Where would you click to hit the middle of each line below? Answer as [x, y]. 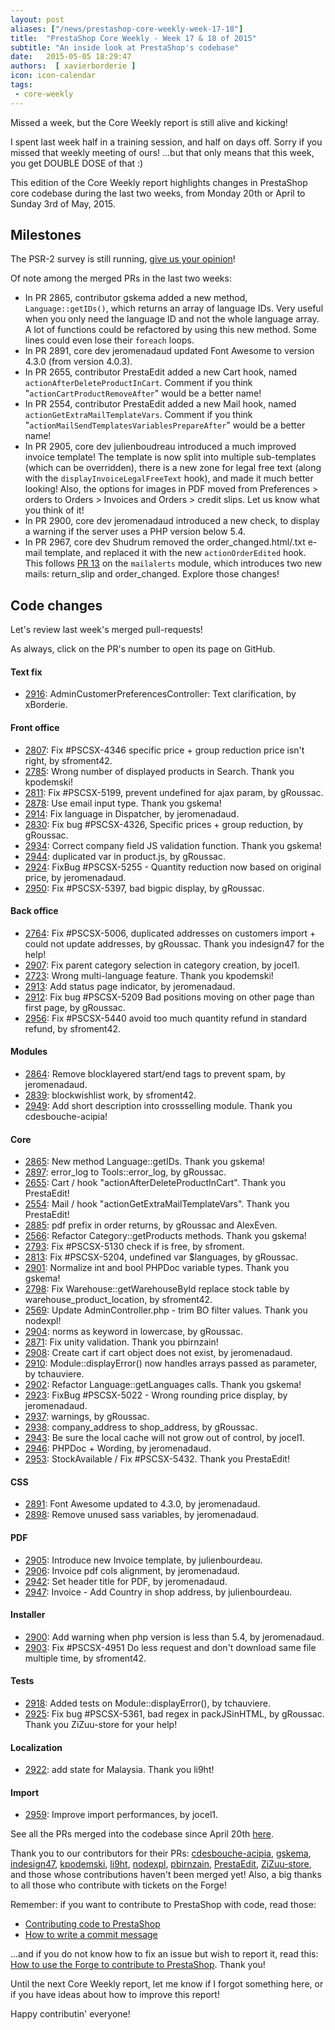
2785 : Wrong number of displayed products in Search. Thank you [159, 771]
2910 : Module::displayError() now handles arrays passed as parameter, [171, 1363]
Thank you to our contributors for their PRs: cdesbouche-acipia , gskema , [161, 1853]
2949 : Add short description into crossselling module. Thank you [158, 1106]
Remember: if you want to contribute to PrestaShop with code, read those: [163, 1905]
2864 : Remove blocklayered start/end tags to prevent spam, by [155, 1074]
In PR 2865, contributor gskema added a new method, [136, 298]
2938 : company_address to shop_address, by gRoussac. [141, 1427]
